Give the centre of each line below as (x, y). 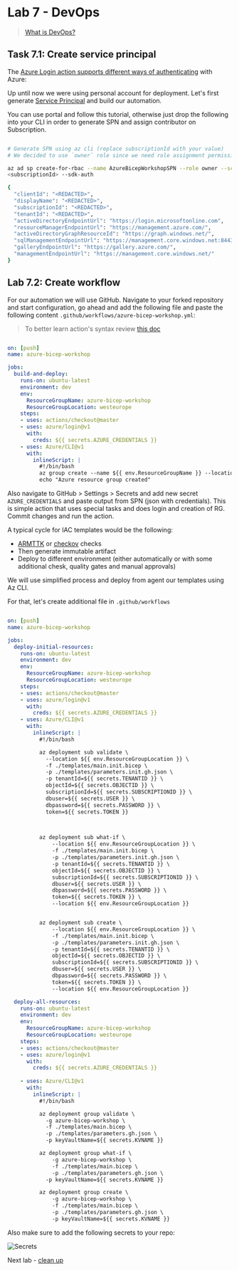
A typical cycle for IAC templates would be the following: (90, 530)
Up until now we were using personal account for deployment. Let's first (113, 93)
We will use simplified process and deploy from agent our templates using (116, 580)
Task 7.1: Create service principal (82, 54)
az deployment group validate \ (87, 1114)
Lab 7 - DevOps (54, 12)
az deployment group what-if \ (85, 1154)
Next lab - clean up (36, 1260)
